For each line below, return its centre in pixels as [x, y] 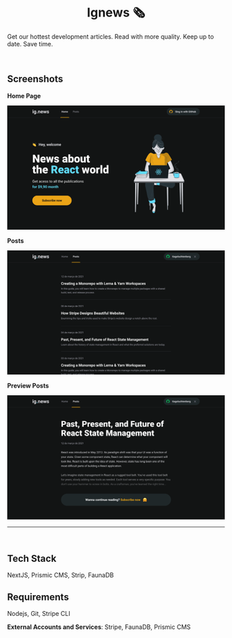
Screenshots [35, 79]
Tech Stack [32, 558]
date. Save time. [30, 44]
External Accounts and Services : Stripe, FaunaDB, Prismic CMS [99, 627]
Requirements [38, 597]
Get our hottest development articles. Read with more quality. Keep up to [110, 36]
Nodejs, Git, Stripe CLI [39, 614]
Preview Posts [28, 385]
